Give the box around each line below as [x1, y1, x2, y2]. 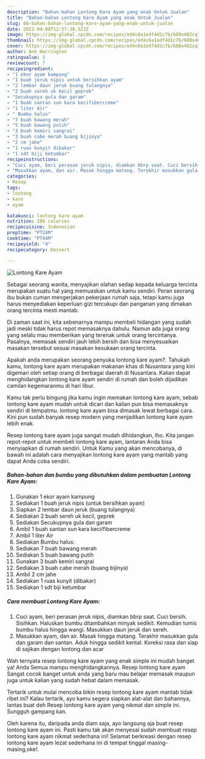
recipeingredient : [7, 65, 54, 72]
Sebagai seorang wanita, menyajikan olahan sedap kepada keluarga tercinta [7, 280, 198, 288]
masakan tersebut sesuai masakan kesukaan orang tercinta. [7, 344, 158, 351]
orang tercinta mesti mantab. [7, 306, 80, 314]
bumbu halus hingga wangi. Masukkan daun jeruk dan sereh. [15, 626, 169, 633]
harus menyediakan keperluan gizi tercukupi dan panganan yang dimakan [7, 300, 192, 307]
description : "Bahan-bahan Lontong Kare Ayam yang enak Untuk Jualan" [7, 9, 190, 15]
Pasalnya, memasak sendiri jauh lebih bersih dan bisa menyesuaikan [7, 338, 179, 345]
